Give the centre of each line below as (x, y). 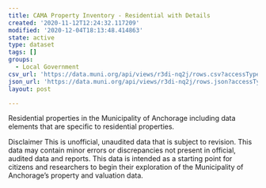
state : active (32, 38)
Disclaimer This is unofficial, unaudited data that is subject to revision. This (130, 142)
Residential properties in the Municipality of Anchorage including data (122, 118)
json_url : (25, 81)
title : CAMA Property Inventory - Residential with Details (110, 15)
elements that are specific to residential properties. (91, 126)
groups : (21, 60)
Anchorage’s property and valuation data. (76, 175)
